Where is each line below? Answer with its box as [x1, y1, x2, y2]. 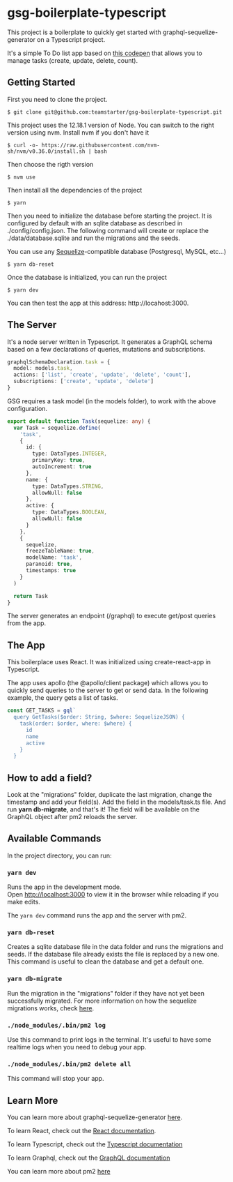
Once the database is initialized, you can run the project [7, 273, 167, 281]
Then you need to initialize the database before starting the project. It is [7, 211, 212, 220]
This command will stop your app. [7, 1075, 104, 1083]
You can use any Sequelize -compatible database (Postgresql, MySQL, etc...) [7, 247, 227, 255]
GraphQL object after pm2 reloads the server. [7, 813, 138, 821]
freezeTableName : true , [25, 548, 95, 555]
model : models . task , [13, 365, 73, 372]
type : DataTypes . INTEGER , [32, 450, 108, 458]
